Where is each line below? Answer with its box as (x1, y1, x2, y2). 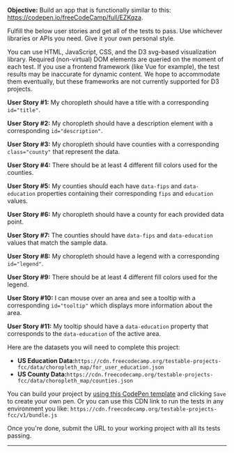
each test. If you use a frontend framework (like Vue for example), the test (7, 63, 219, 70)
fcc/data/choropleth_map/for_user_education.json (17, 364, 165, 371)
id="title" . (7, 106, 40, 114)
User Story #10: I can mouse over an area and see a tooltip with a (7, 294, 196, 302)
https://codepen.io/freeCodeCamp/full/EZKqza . (7, 13, 143, 22)
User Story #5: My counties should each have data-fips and (7, 182, 182, 190)
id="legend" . (7, 259, 44, 268)
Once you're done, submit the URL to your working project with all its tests (7, 424, 221, 432)
